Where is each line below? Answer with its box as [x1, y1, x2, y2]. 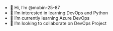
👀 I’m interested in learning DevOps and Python [10, 10, 108, 16]
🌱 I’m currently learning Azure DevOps [10, 15, 90, 21]
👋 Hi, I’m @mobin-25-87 [10, 5, 60, 10]
